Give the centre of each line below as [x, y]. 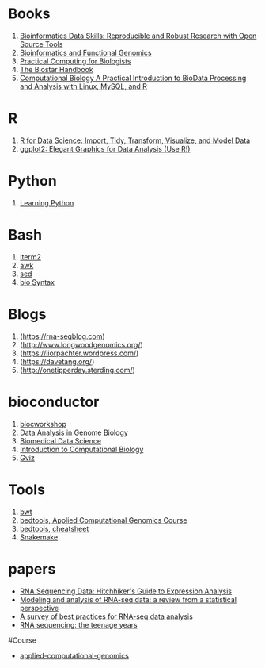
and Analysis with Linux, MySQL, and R [83, 86]
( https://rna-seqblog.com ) [62, 336]
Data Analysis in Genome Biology [74, 432]
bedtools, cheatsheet [54, 528]
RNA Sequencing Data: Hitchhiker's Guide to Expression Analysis [125, 591]
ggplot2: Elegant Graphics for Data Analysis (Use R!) [105, 148]
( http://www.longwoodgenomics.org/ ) [81, 344]
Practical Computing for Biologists [75, 61]
